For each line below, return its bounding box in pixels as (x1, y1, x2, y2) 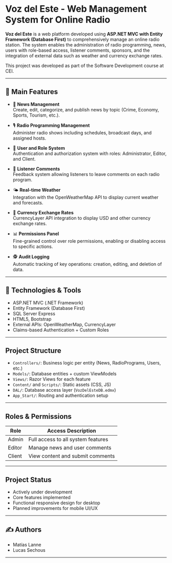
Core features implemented (12, 494, 71, 500)
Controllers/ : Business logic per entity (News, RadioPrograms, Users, (12, 360, 161, 366)
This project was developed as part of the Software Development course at (5, 62, 164, 69)
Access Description (47, 427, 96, 435)
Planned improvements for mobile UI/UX (12, 505, 98, 511)
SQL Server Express (12, 310, 55, 317)
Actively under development (12, 489, 73, 495)
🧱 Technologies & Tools (5, 286, 81, 295)
